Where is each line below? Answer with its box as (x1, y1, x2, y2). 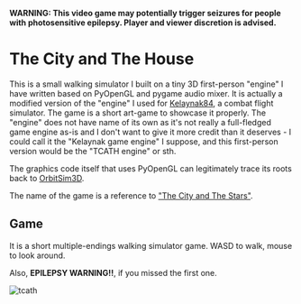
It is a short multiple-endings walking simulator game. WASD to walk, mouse (9, 240, 293, 251)
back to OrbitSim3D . (9, 172, 85, 183)
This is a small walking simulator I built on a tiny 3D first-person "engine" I (9, 78, 284, 89)
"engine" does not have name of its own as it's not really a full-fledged (9, 116, 272, 127)
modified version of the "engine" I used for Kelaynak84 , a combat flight (9, 97, 274, 108)
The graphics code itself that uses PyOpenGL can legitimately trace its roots (9, 162, 293, 174)
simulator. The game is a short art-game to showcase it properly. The (9, 107, 267, 118)
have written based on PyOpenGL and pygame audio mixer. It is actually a (9, 88, 283, 98)
